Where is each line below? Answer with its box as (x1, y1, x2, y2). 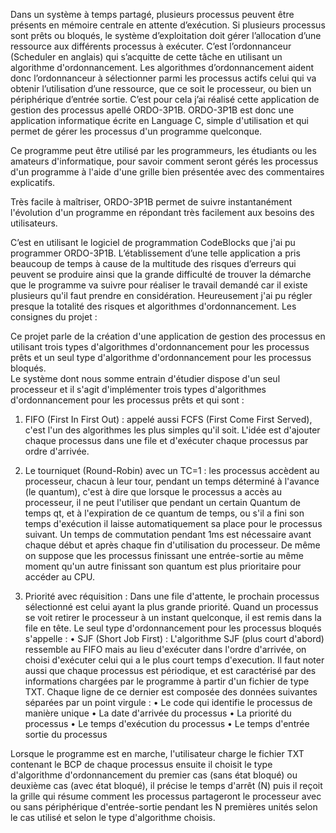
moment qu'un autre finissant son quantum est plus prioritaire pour (24, 560, 302, 572)
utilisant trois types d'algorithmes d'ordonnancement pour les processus (10, 341, 310, 353)
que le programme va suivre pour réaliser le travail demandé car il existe (10, 279, 308, 291)
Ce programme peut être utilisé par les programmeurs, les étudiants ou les (10, 145, 317, 156)
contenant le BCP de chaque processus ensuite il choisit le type (10, 759, 273, 770)
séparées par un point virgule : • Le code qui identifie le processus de (24, 697, 313, 708)
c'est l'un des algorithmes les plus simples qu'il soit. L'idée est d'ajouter (24, 424, 321, 436)
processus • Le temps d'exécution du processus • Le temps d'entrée (24, 718, 310, 729)
